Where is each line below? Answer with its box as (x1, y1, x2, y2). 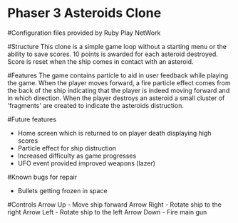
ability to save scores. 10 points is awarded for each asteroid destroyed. (7, 50, 219, 58)
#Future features (7, 115, 57, 124)
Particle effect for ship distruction (17, 143, 116, 152)
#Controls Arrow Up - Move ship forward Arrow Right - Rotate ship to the (7, 200, 222, 209)
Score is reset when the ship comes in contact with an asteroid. (7, 57, 194, 65)
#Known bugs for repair (7, 173, 77, 181)
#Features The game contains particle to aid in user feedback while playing (7, 71, 229, 80)
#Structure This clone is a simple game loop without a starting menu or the (7, 42, 227, 50)
